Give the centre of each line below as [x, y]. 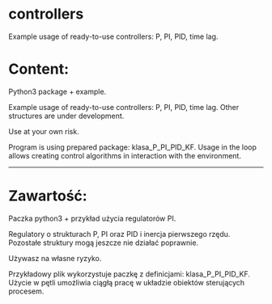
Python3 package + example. [57, 91]
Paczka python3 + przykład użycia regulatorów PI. [92, 218]
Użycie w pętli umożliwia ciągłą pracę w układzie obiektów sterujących [127, 282]
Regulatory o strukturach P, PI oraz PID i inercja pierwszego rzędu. [119, 234]
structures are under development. [66, 116]
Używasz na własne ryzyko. [55, 258]
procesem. [26, 291]
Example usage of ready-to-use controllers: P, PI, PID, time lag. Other [124, 107]
